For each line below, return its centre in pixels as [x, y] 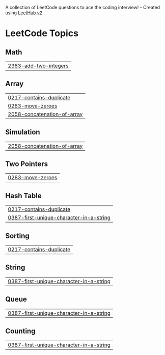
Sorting [17, 236]
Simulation [23, 132]
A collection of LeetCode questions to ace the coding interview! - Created [83, 7]
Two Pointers [27, 164]
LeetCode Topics [42, 33]
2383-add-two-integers [38, 66]
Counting [20, 331]
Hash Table [23, 196]
